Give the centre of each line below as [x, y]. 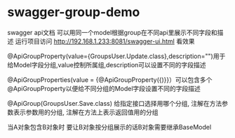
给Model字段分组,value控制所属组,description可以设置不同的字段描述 [107, 64]
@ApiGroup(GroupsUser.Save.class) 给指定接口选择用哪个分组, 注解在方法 [115, 103]
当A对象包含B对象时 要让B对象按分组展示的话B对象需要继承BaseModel [109, 127]
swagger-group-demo [74, 12]
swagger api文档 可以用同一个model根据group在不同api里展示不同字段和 [112, 32]
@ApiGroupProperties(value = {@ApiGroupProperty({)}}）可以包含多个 [110, 80]
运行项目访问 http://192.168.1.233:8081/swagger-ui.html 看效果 [105, 41]
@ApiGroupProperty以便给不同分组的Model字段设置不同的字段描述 [104, 88]
